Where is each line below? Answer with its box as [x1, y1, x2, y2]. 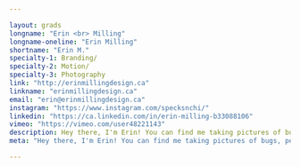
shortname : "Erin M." [9, 45, 90, 54]
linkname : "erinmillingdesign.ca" [9, 86, 138, 96]
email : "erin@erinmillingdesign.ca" [9, 95, 146, 104]
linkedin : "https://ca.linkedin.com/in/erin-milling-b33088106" [9, 112, 254, 121]
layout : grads [9, 20, 62, 29]
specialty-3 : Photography [9, 70, 105, 80]
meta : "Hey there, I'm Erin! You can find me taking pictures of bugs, [9, 137, 281, 146]
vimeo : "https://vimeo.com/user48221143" [9, 120, 166, 129]
